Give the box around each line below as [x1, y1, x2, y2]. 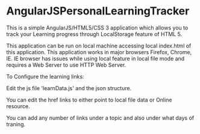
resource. [6, 102, 30, 109]
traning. [6, 120, 26, 127]
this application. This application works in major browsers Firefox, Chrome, [6, 48, 192, 55]
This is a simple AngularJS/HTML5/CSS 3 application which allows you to [6, 24, 189, 31]
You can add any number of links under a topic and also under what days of [6, 114, 195, 121]
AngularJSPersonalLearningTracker [6, 4, 190, 18]
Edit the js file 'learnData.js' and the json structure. [6, 84, 132, 91]
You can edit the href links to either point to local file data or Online [6, 96, 172, 103]
